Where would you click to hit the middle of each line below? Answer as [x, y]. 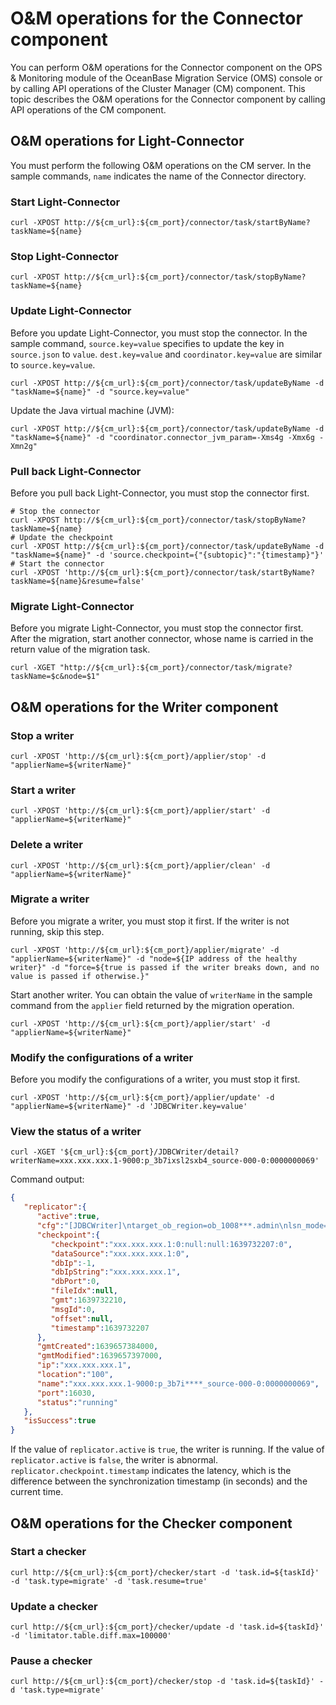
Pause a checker [51, 1661]
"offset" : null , [82, 1318]
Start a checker [48, 1552]
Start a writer [43, 790]
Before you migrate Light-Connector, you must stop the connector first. [157, 628]
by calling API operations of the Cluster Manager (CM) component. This [158, 88]
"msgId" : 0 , [73, 1309]
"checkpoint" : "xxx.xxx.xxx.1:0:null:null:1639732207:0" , [171, 1244]
